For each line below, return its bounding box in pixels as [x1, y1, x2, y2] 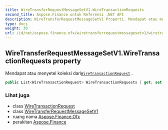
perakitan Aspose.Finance [12, 118, 66, 125]
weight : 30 [5, 26, 28, 31]
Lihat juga [5, 91, 30, 98]
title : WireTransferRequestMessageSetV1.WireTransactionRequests [5, 7, 144, 12]
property [52, 57, 81, 65]
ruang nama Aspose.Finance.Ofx [12, 113, 80, 119]
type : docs [5, 21, 28, 26]
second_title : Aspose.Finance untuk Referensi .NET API [5, 12, 124, 17]
